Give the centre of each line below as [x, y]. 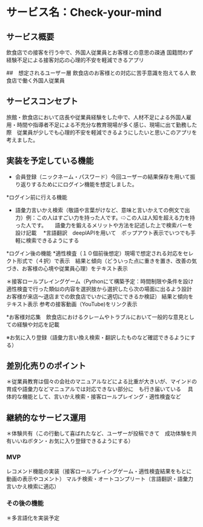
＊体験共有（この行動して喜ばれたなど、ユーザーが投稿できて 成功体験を [99, 434]
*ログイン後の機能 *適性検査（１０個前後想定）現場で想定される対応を [95, 253]
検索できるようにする [52, 240]
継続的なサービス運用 [46, 418]
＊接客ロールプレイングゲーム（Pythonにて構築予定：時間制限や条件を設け [100, 281]
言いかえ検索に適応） [33, 486]
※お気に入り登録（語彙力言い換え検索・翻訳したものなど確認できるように [98, 337]
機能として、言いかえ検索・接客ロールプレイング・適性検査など [101, 397]
